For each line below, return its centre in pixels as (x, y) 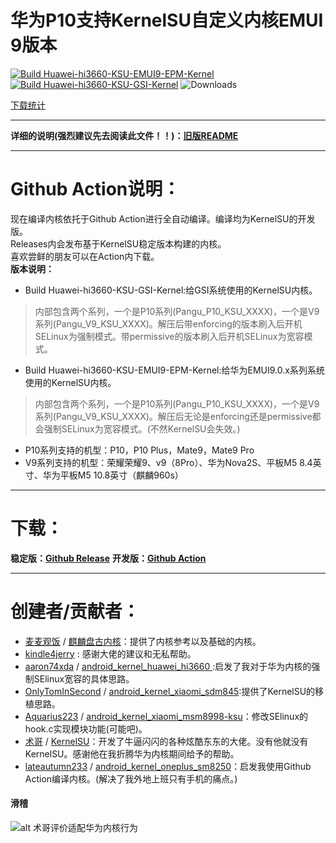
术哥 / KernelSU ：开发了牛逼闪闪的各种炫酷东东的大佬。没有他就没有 (166, 741)
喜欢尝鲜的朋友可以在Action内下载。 (85, 256)
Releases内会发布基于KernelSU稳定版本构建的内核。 (118, 243)
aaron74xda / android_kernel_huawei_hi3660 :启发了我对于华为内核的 (168, 666)
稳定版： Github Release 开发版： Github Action (108, 558)
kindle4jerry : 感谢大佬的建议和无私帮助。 (110, 653)
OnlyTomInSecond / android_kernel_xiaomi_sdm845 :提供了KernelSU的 (170, 691)
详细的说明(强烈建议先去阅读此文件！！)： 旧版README (124, 135)
